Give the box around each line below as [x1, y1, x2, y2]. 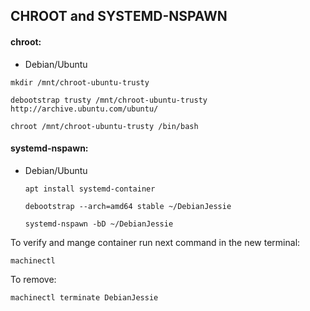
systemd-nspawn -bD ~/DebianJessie [24, 219, 174, 229]
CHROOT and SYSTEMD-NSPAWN [10, 8, 228, 25]
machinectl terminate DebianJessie [10, 292, 159, 303]
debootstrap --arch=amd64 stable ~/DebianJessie [24, 201, 232, 211]
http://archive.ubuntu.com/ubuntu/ [10, 104, 159, 114]
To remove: [10, 273, 57, 285]
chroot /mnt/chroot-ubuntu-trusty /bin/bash [10, 121, 199, 131]
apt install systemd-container [24, 184, 156, 194]
